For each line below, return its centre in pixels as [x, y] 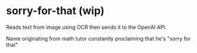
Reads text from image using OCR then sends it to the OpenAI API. [86, 27]
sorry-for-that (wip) [55, 11]
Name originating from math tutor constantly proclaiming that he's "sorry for [98, 38]
